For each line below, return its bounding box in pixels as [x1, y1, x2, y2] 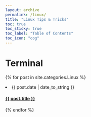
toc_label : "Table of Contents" [5, 31, 73, 36]
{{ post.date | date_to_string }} [12, 84, 75, 90]
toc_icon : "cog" [5, 36, 39, 41]
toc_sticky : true [5, 26, 42, 31]
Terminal [5, 58, 43, 69]
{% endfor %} [5, 107, 34, 113]
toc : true [5, 21, 26, 27]
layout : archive [5, 7, 39, 13]
